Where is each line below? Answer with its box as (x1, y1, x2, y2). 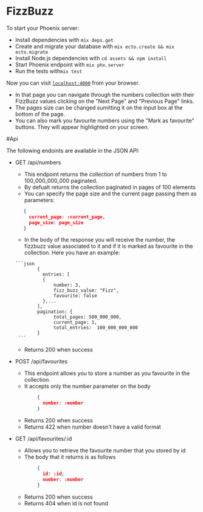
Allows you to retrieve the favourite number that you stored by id (24, 447, 186, 454)
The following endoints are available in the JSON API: (6, 147, 140, 154)
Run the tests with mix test (15, 67, 83, 74)
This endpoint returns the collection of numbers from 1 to (24, 170, 167, 178)
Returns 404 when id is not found (24, 499, 108, 507)
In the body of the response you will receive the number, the (24, 236, 175, 244)
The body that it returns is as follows (24, 454, 116, 461)
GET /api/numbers (15, 158, 61, 166)
